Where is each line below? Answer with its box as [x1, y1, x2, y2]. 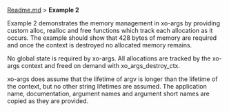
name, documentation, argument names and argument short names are [7, 89, 210, 98]
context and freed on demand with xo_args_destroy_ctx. [21, 62, 181, 69]
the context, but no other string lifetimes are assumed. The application [7, 82, 207, 90]
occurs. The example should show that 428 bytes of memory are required [7, 34, 217, 42]
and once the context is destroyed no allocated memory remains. [7, 41, 192, 49]
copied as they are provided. [7, 97, 89, 105]
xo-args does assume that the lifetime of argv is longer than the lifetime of [7, 75, 219, 83]
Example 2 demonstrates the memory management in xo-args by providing [7, 19, 221, 27]
